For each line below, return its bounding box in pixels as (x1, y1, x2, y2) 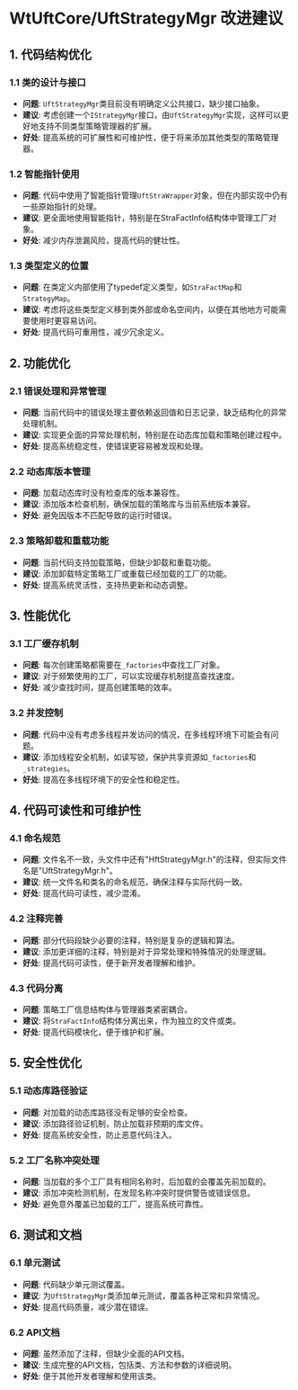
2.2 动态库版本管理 (9, 465, 92, 478)
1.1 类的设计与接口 (9, 76, 87, 88)
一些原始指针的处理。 (22, 202, 101, 212)
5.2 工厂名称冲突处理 (9, 1153, 101, 1166)
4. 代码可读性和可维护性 (9, 803, 142, 819)
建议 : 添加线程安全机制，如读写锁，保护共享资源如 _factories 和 (22, 751, 257, 762)
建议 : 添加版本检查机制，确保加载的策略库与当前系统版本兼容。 (22, 498, 256, 509)
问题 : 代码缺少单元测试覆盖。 (22, 1278, 130, 1289)
